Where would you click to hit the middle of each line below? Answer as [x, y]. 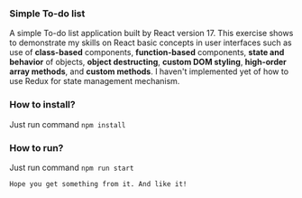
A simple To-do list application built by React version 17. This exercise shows [151, 33]
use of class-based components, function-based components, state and [147, 52]
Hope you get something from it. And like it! [98, 184]
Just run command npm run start [72, 167]
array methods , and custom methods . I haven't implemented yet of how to [149, 71]
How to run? [37, 147]
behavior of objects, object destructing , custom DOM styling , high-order [148, 62]
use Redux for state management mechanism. [95, 81]
